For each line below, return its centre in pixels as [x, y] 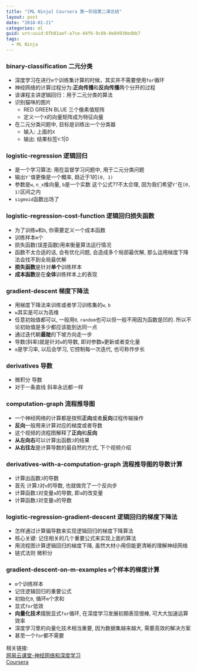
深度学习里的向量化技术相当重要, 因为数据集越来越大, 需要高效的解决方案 [103, 628]
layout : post [22, 17]
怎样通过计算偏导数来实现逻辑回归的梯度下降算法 [74, 531]
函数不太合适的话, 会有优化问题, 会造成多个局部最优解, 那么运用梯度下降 [101, 252]
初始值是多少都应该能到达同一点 [59, 327]
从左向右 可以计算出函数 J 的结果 [52, 440]
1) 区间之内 [28, 192]
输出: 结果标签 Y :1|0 [46, 139]
